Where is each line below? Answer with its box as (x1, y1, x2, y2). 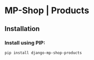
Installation (4, 25, 40, 33)
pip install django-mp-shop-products (4, 50, 82, 55)
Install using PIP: (4, 39, 45, 46)
